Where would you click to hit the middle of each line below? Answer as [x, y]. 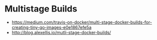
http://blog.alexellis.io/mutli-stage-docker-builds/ [61, 32]
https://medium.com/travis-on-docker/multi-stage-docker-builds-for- [82, 22]
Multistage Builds [41, 9]
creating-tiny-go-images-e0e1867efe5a [51, 27]
